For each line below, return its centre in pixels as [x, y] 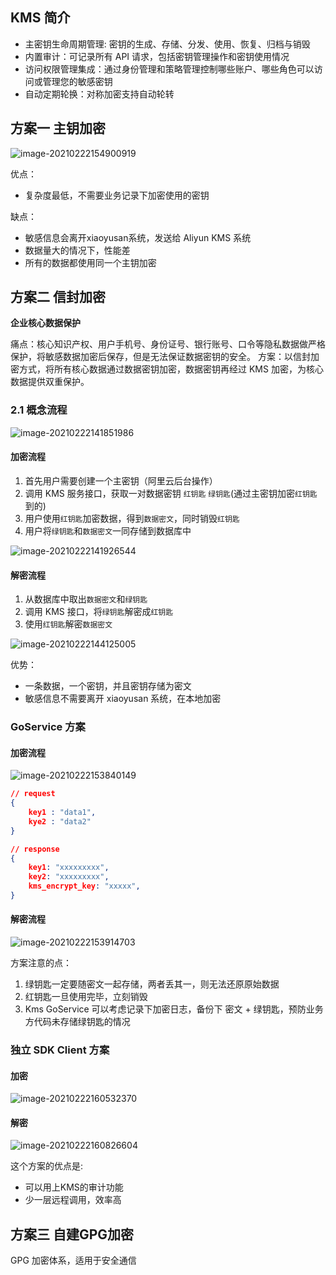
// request [33, 794]
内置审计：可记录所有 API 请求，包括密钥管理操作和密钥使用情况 [157, 56]
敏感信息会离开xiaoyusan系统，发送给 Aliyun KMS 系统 [138, 237]
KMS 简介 [40, 18]
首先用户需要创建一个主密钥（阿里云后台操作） [121, 480]
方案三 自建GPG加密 [72, 1234]
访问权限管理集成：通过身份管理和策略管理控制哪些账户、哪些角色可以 [169, 69]
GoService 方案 [48, 727]
